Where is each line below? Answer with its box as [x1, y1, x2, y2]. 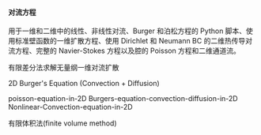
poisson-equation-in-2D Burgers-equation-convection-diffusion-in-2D [8, 94, 239, 103]
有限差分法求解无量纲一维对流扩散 [8, 63, 119, 73]
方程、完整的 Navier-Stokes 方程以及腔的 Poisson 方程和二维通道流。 [14, 46, 241, 55]
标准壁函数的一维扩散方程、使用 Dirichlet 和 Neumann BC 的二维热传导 [14, 36, 246, 46]
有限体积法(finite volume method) [8, 118, 117, 128]
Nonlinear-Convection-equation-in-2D [8, 103, 133, 112]
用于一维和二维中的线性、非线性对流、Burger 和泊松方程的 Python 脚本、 [8, 26, 247, 36]
